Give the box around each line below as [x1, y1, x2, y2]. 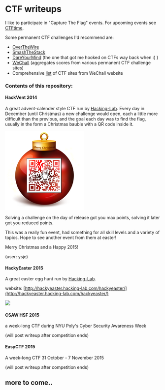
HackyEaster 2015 [5, 265, 43, 271]
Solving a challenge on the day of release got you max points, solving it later [5, 215, 160, 221]
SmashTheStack [12, 49, 46, 55]
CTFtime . [5, 25, 24, 30]
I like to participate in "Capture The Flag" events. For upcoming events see [5, 20, 157, 26]
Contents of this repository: [5, 82, 73, 89]
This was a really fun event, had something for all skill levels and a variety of [5, 230, 160, 236]
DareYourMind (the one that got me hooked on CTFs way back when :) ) [12, 54, 159, 60]
